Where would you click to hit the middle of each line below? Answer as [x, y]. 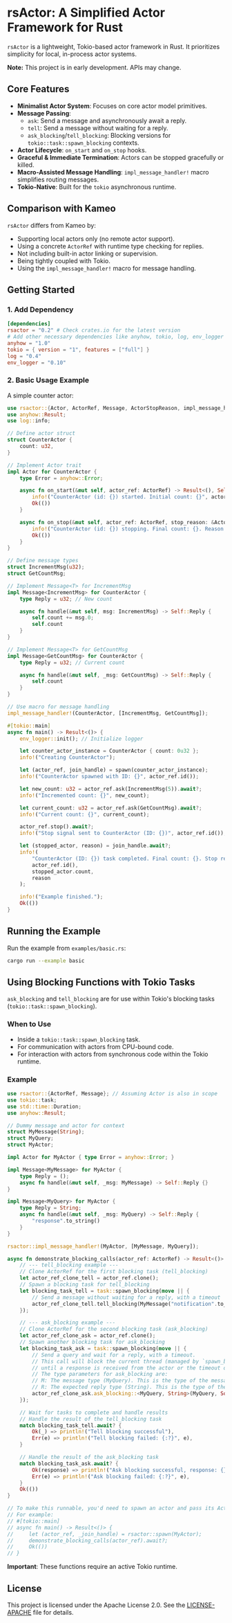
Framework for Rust [65, 27]
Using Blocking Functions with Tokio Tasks [101, 982]
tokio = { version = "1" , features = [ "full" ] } [78, 350]
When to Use [29, 1024]
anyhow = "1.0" [29, 343]
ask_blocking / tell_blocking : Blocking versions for [99, 135]
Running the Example [54, 932]
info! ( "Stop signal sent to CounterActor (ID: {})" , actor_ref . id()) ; [123, 833]
